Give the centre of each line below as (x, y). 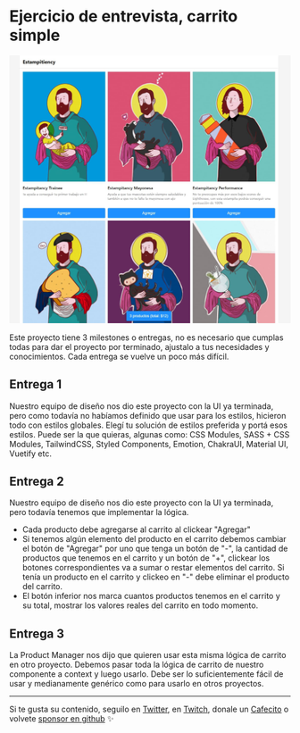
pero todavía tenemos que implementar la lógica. (99, 512)
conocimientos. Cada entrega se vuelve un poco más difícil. (119, 356)
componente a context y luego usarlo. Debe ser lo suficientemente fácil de (146, 674)
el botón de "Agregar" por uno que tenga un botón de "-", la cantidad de (155, 549)
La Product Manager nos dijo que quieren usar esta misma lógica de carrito (148, 655)
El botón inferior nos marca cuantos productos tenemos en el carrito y (151, 596)
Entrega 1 (36, 384)
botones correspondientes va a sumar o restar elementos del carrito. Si (153, 568)
